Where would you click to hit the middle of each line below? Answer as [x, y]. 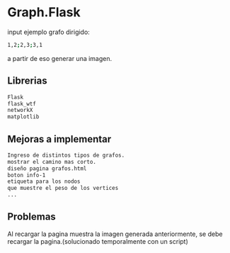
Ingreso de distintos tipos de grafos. [66, 155]
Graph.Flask [44, 12]
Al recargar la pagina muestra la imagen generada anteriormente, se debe [115, 234]
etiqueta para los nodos [44, 181]
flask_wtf [22, 103]
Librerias [27, 81]
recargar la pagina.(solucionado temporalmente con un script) [98, 241]
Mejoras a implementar [59, 139]
